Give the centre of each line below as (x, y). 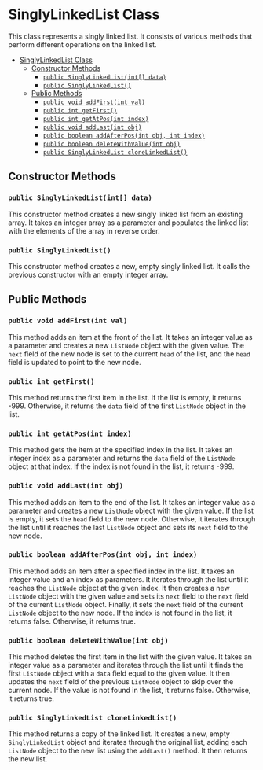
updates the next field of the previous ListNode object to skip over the (121, 682)
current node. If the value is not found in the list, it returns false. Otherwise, (130, 691)
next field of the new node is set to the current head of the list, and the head (129, 354)
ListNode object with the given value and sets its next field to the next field (128, 596)
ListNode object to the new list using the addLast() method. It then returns (128, 751)
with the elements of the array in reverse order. (84, 230)
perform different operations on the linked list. (82, 44)
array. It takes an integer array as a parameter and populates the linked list (128, 223)
